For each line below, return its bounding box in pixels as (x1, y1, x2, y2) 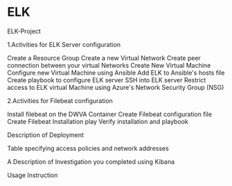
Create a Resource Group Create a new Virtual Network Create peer (7, 53, 201, 62)
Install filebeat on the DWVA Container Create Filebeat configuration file (7, 110, 213, 118)
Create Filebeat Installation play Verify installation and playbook (7, 117, 188, 125)
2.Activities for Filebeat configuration (7, 96, 113, 104)
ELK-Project (7, 27, 42, 35)
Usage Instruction (7, 171, 58, 179)
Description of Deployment (7, 131, 84, 139)
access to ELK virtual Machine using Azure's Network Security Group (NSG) (7, 83, 224, 91)
